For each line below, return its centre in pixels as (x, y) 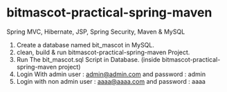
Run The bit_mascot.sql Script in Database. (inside (88, 59)
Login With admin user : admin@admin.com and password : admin (111, 74)
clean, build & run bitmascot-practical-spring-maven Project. (103, 52)
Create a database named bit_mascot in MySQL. (85, 45)
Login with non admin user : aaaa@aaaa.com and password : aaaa (111, 81)
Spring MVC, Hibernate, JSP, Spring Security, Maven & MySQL (96, 32)
